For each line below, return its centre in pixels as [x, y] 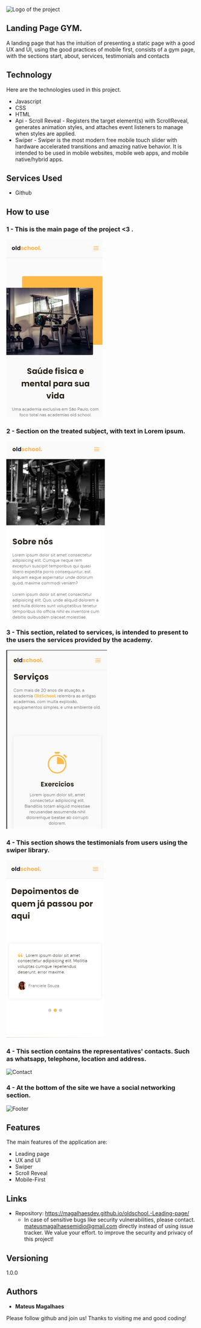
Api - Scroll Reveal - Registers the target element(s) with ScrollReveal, [102, 121]
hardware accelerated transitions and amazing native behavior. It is [98, 146]
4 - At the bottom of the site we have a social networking [91, 1088]
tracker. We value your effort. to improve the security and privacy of [108, 1233]
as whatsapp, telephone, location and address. [76, 1059]
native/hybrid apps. [39, 159]
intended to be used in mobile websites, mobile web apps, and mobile [102, 153]
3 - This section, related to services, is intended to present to [97, 632]
